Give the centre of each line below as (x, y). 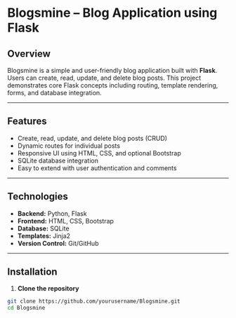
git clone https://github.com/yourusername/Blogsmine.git (94, 302)
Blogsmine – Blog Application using (112, 13)
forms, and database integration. (54, 93)
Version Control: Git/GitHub (58, 243)
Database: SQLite (43, 228)
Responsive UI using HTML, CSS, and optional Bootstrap (99, 153)
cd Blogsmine (26, 308)
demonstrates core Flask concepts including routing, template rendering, (113, 85)
